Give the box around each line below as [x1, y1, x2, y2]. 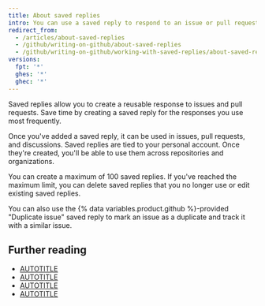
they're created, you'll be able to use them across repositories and [8, 147, 224, 158]
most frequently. [8, 116, 62, 125]
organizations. [8, 156, 55, 166]
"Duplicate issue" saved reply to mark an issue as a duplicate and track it [8, 212, 246, 222]
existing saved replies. [8, 188, 81, 198]
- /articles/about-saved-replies [15, 33, 125, 42]
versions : [8, 56, 41, 64]
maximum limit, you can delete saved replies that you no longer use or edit [8, 180, 250, 189]
